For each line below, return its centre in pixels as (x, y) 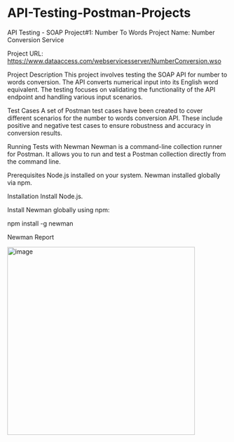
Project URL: (25, 53)
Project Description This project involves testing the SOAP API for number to (117, 74)
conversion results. (35, 133)
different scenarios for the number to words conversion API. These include (115, 118)
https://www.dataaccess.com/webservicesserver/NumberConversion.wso (115, 60)
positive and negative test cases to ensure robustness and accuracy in (109, 125)
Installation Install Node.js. (45, 196)
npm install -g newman (40, 223)
